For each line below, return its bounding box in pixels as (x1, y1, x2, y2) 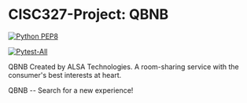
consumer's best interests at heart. (8, 70, 122, 79)
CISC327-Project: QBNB (8, 6, 169, 24)
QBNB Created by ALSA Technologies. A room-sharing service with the (8, 61, 239, 72)
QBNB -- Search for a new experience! (8, 85, 134, 95)
